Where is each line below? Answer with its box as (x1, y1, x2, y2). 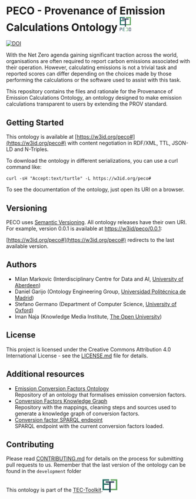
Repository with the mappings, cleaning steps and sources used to (14, 403, 177, 411)
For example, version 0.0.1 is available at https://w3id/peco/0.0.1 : (6, 225, 162, 232)
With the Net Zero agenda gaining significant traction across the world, (6, 51, 178, 58)
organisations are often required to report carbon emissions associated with (6, 58, 190, 65)
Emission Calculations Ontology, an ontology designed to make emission (6, 94, 182, 101)
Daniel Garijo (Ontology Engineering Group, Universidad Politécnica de (14, 288, 187, 295)
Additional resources (6, 369, 85, 379)
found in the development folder (6, 468, 82, 475)
